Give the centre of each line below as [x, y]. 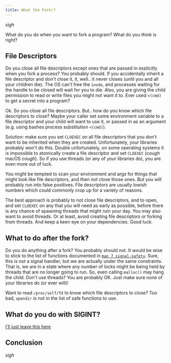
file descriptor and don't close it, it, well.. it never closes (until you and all [82, 79]
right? [11, 40]
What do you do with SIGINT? [53, 314]
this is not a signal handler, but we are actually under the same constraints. [84, 261]
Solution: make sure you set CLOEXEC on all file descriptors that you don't [81, 137]
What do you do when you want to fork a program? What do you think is [81, 34]
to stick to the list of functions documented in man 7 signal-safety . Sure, [82, 256]
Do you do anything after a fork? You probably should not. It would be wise [84, 251]
